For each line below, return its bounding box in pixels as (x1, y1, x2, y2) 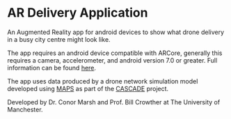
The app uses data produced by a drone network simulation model (7, 77, 198, 85)
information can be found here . (7, 63, 96, 72)
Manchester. (7, 105, 43, 113)
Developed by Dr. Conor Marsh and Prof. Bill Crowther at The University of (7, 97, 221, 106)
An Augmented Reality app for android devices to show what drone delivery (7, 28, 225, 36)
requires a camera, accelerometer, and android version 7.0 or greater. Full (7, 56, 218, 64)
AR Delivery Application (7, 5, 148, 21)
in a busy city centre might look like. (7, 35, 111, 43)
